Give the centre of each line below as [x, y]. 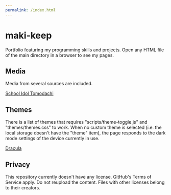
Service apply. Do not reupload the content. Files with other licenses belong [85, 182]
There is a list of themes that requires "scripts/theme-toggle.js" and [76, 122]
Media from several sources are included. [49, 84]
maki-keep [29, 35]
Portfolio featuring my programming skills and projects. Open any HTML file [85, 50]
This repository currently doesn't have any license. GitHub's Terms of [78, 177]
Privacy [18, 164]
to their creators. [23, 188]
